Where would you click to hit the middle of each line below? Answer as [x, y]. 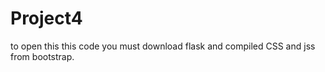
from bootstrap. [42, 56]
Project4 [46, 18]
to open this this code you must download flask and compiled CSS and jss [163, 46]
